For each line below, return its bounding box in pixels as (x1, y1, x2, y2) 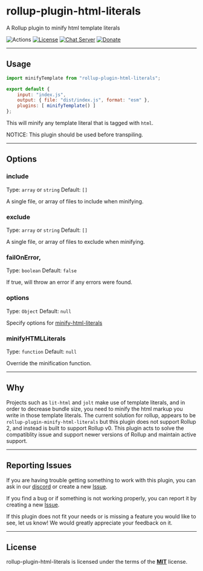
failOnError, (6, 253, 41, 261)
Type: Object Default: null (6, 307, 71, 314)
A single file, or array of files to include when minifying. (6, 197, 144, 205)
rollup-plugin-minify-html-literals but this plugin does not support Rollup (6, 418, 196, 425)
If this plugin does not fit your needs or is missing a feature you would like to (6, 512, 196, 520)
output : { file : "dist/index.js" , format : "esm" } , (17, 97, 150, 103)
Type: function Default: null (6, 348, 77, 355)
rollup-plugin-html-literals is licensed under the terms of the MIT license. (6, 558, 188, 566)
